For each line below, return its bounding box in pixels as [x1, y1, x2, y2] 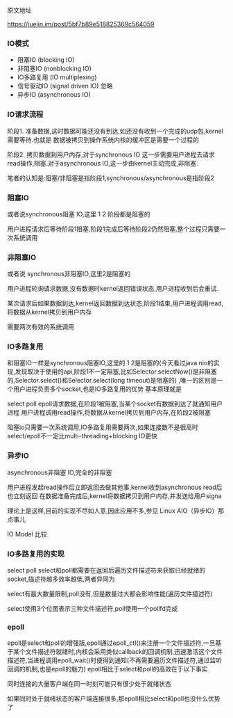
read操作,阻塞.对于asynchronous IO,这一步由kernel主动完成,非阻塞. [7, 159, 199, 167]
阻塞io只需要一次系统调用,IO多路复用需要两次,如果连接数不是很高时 [7, 423, 199, 431]
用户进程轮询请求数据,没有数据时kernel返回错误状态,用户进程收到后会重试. [7, 285, 218, 293]
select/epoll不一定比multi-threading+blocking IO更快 [7, 432, 158, 440]
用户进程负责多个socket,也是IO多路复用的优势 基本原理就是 [12, 385, 182, 393]
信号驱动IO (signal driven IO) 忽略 [17, 82, 113, 90]
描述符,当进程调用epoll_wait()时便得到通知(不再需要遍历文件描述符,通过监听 [7, 656, 222, 664]
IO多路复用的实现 [7, 549, 64, 559]
